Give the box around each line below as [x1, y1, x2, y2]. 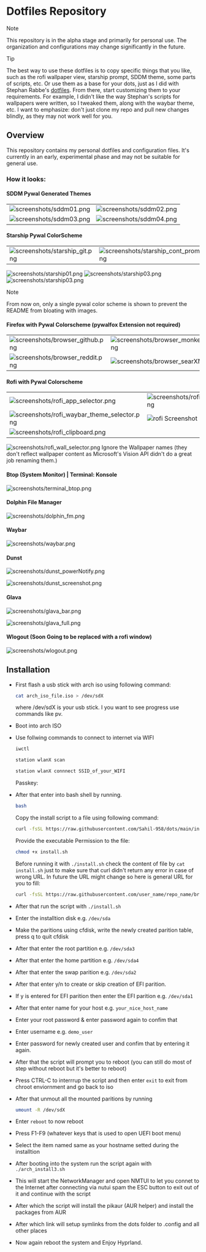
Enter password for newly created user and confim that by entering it [15, 1040, 190, 1047]
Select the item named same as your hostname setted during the [15, 1142, 179, 1149]
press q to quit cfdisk [15, 932, 69, 940]
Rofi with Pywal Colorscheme [6, 378, 83, 385]
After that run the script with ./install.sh [15, 902, 121, 910]
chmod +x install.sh [15, 848, 68, 855]
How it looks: [6, 175, 46, 183]
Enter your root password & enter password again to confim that [15, 1016, 178, 1023]
